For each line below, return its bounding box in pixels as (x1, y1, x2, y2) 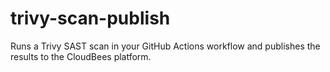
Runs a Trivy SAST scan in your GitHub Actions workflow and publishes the (10, 40, 321, 52)
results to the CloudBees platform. (10, 50, 152, 62)
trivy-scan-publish (10, 7, 171, 30)
